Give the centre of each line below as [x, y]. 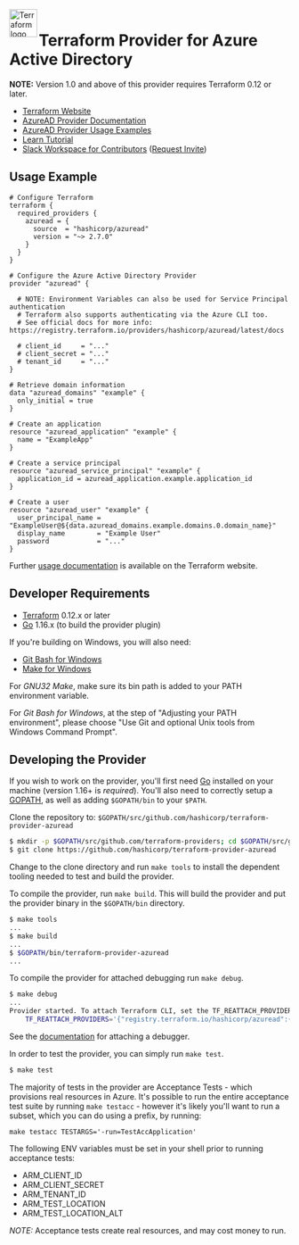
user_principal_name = [59, 518]
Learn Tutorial [48, 139]
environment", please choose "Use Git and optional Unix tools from [132, 722]
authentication [37, 307]
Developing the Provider [78, 759]
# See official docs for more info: [85, 322]
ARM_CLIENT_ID [52, 1175]
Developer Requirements [80, 594]
